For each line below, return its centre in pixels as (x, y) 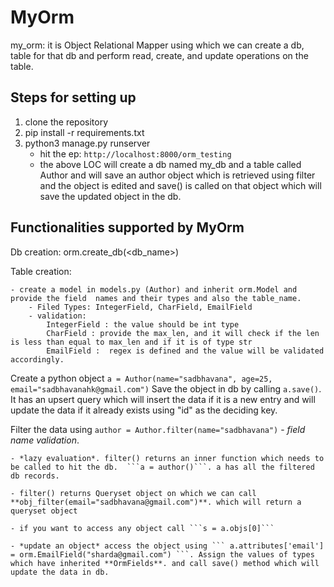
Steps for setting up (73, 97)
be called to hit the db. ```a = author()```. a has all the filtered (162, 467)
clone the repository (66, 122)
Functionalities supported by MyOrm (127, 227)
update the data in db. (60, 572)
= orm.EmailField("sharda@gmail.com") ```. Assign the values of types (162, 554)
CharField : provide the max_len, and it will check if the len (183, 333)
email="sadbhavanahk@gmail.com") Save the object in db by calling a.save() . (166, 388)
